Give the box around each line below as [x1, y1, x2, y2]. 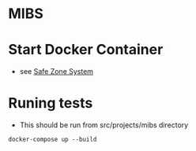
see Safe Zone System [19, 67, 93, 76]
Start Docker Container [8, 41, 164, 59]
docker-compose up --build [8, 135, 97, 144]
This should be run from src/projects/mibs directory [19, 120, 189, 130]
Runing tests [8, 94, 93, 112]
